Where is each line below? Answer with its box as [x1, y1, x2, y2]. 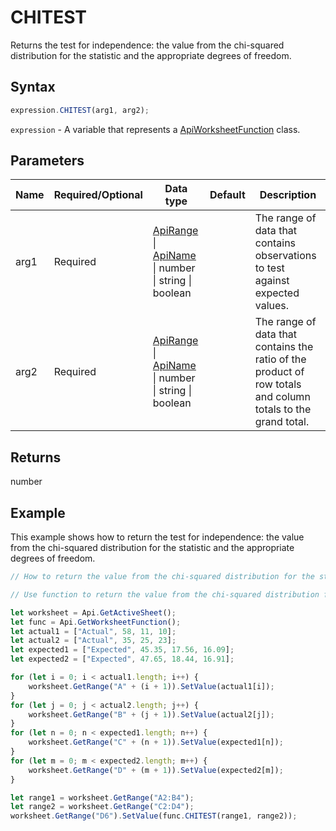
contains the [254, 340, 314, 354]
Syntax [10, 79, 56, 96]
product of [254, 365, 305, 379]
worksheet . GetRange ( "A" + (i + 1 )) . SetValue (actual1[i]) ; [28, 681, 275, 691]
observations [254, 249, 317, 263]
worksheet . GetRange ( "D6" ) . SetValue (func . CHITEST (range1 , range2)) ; [10, 811, 298, 821]
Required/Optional [53, 188, 143, 202]
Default [209, 188, 246, 202]
